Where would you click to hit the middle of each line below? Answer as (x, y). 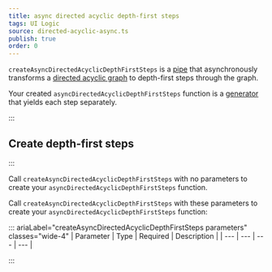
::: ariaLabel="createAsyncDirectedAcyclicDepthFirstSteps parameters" (128, 227)
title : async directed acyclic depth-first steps (94, 16)
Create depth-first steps (71, 143)
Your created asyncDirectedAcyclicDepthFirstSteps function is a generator (134, 93)
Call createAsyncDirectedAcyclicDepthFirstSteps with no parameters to (128, 179)
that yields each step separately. (63, 102)
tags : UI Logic (34, 24)
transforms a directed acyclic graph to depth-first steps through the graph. (134, 78)
